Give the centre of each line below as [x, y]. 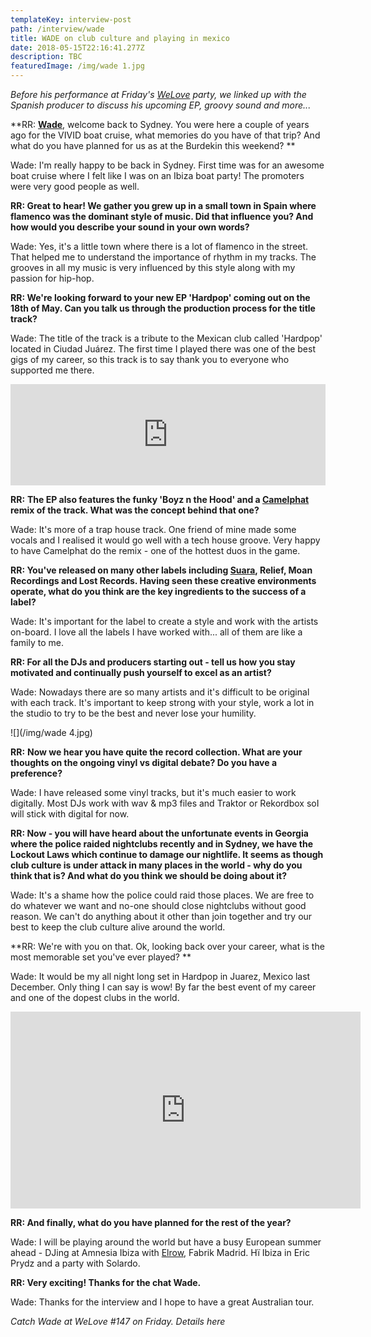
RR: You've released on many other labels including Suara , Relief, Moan [161, 570]
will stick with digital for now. [70, 814]
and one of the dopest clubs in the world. [95, 997]
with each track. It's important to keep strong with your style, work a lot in [162, 702]
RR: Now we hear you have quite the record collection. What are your [156, 752]
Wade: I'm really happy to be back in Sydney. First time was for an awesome [167, 165]
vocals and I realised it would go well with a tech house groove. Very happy [165, 540]
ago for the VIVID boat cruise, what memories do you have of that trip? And [165, 135]
